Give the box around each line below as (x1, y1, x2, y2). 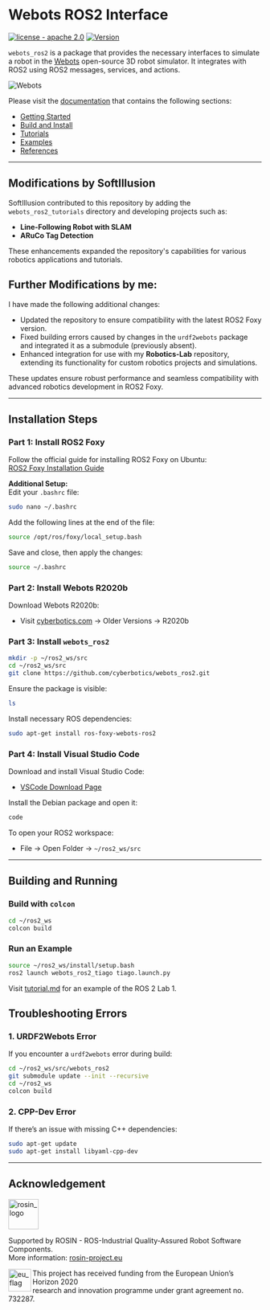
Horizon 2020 (32, 1276, 79, 1287)
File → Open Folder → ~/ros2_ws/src (19, 844, 141, 854)
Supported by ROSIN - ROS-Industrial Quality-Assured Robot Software (8, 1235, 242, 1245)
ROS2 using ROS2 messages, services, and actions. (8, 64, 181, 74)
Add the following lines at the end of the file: (8, 518, 155, 527)
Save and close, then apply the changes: (8, 548, 143, 557)
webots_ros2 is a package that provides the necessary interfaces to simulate (8, 47, 260, 57)
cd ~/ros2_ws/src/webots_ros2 (8, 1065, 110, 1073)
